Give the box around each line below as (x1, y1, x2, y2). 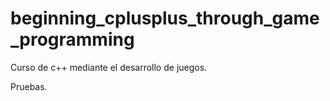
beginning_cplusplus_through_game (10, 7, 320, 30)
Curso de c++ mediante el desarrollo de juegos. (10, 61, 208, 73)
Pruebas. (10, 80, 48, 92)
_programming (10, 28, 135, 51)
